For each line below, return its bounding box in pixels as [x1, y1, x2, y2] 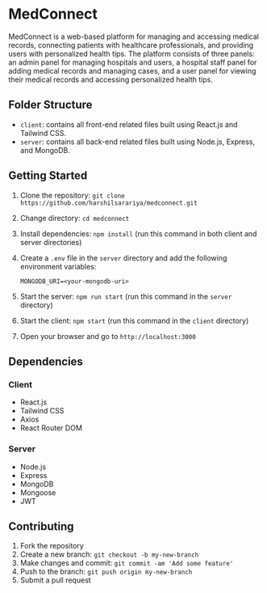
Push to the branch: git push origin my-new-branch [19, 567, 193, 577]
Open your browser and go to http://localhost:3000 [19, 331, 196, 341]
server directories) [19, 237, 82, 247]
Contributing [8, 519, 74, 533]
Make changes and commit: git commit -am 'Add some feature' [19, 558, 234, 568]
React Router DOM [19, 423, 83, 433]
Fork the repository [19, 541, 85, 551]
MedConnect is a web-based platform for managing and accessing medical [8, 32, 260, 41]
